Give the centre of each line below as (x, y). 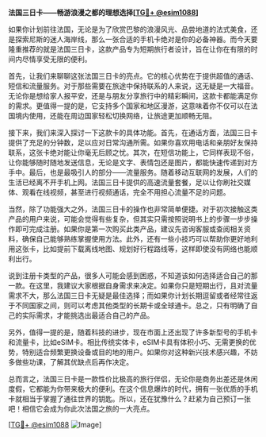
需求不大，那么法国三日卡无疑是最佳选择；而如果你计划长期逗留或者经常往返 (133, 296)
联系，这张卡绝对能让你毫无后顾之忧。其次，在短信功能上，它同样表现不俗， (133, 153)
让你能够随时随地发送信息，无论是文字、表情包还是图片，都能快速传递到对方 (133, 162)
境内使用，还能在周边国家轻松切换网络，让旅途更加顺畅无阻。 (115, 116)
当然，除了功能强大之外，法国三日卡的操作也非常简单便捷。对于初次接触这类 (133, 209)
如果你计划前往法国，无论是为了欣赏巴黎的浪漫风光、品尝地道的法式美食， (129, 29)
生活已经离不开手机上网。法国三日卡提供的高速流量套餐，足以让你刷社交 (126, 182)
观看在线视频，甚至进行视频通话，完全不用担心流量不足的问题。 (126, 192)
